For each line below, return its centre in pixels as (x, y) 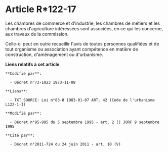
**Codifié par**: (24, 73)
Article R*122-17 (41, 9)
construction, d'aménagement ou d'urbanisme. (54, 55)
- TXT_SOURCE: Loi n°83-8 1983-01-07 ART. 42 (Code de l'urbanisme (82, 100)
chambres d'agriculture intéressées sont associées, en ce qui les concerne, (84, 28)
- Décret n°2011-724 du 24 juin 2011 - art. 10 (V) (66, 144)
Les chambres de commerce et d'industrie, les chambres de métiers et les (83, 23)
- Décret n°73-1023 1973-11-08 (43, 82)
